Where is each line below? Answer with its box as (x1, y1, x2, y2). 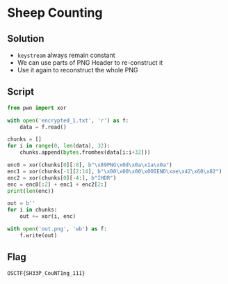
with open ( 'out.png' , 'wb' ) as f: (7, 226, 108, 232)
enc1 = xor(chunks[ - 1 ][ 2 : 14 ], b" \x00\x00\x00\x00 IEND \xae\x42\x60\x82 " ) (7, 168, 222, 175)
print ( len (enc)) (7, 187, 54, 194)
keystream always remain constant (17, 51, 116, 59)
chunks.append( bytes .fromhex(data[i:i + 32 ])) (19, 149, 151, 156)
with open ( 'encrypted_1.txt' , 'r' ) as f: (7, 117, 129, 124)
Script (7, 86, 35, 98)
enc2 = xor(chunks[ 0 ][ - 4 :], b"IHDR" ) (7, 174, 117, 182)
